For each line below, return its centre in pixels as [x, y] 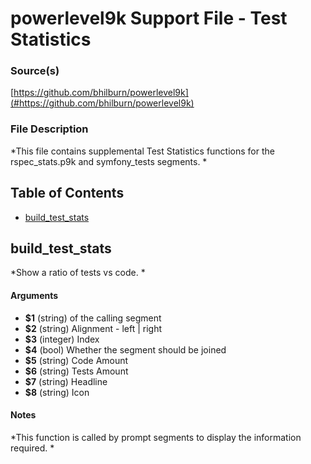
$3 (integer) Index [62, 339]
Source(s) [35, 71]
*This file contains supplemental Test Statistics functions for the [142, 151]
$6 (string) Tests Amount [76, 371]
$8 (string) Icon [57, 392]
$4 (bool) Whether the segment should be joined [125, 349]
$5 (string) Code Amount [76, 360]
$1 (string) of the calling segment [93, 318]
